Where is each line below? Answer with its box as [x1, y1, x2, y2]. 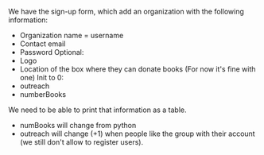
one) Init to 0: [19, 73, 64, 82]
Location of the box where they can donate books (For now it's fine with [19, 64, 256, 74]
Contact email [19, 39, 66, 48]
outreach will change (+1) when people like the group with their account [19, 129, 256, 138]
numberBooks [19, 90, 66, 99]
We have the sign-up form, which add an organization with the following [8, 7, 244, 16]
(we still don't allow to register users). [19, 138, 144, 146]
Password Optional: [19, 48, 84, 56]
